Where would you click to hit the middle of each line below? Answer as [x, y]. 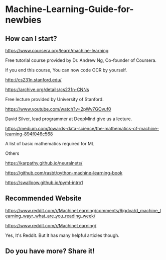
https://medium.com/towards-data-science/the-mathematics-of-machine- [82, 128]
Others [12, 153]
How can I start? [31, 38]
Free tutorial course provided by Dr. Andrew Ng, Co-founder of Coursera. [81, 60]
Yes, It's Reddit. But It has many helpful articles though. [62, 235]
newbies [23, 20]
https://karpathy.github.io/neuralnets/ [44, 163]
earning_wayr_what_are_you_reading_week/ [50, 216]
